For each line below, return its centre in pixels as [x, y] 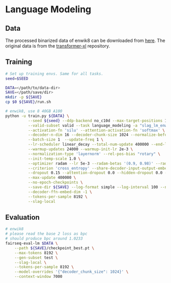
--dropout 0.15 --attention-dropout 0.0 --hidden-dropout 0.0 [95, 173]
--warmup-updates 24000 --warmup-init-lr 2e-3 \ [80, 149]
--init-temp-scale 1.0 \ [54, 159]
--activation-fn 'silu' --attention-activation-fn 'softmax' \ [96, 130]
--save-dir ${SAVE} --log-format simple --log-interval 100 [93, 187]
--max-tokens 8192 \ [36, 253]
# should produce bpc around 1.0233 [44, 239]
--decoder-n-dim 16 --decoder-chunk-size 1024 [78, 135]
